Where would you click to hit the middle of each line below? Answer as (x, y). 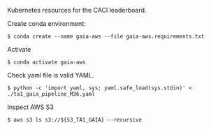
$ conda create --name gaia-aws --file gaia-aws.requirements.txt (106, 36)
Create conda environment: (46, 23)
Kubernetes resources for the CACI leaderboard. (77, 10)
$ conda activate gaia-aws (46, 62)
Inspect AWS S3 (30, 107)
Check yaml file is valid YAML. (51, 75)
